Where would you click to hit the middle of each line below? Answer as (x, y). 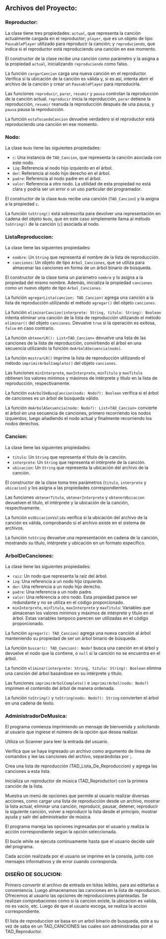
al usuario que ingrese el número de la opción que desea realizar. (72, 732)
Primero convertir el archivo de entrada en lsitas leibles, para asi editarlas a (82, 885)
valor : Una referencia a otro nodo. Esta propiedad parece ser (75, 597)
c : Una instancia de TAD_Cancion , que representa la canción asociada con (87, 157)
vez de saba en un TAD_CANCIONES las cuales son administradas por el (79, 926)
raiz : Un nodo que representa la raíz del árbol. (60, 576)
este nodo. (23, 163)
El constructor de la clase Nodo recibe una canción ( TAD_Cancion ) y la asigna (82, 198)
